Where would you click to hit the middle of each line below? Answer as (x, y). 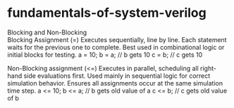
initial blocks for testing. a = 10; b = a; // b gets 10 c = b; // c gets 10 (105, 55)
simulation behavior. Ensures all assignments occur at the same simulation (115, 83)
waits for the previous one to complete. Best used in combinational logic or (116, 47)
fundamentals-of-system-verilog (107, 13)
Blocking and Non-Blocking (47, 32)
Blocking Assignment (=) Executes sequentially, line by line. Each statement (117, 39)
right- (208, 68)
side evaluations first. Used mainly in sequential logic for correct (117, 76)
